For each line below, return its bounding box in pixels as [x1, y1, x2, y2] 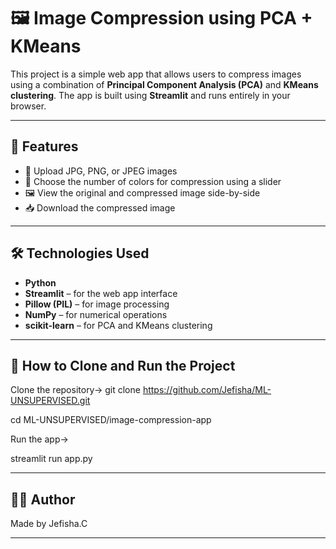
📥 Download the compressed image [24, 201, 176, 214]
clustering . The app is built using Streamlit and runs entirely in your [10, 89, 291, 101]
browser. [10, 100, 47, 112]
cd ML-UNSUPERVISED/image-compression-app [10, 414, 212, 426]
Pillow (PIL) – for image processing [24, 298, 170, 310]
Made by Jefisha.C [10, 518, 88, 530]
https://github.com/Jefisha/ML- [142, 384, 272, 396]
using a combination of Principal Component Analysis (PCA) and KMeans [10, 78, 319, 90]
